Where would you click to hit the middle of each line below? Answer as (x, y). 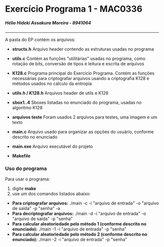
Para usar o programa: (28, 179)
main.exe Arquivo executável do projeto (52, 146)
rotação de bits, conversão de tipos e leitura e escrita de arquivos (78, 64)
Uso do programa (26, 168)
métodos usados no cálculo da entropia (52, 83)
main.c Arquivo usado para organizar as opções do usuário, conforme (83, 132)
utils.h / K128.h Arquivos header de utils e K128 (60, 93)
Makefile (21, 156)
